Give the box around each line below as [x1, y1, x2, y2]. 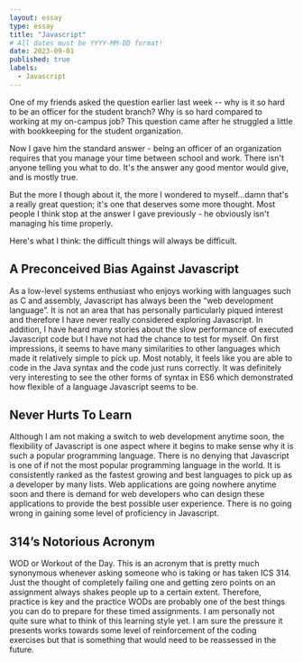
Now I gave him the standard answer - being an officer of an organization [9, 143, 282, 153]
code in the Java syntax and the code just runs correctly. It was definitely [9, 362, 282, 372]
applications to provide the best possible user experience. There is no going [9, 498, 292, 510]
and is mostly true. [9, 171, 78, 182]
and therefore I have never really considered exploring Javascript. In [9, 314, 263, 325]
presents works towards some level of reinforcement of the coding [9, 625, 257, 636]
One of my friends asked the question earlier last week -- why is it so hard [9, 97, 286, 107]
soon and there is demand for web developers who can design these [9, 489, 265, 500]
